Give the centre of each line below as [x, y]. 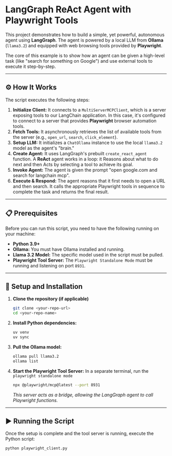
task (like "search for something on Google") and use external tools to [79, 61]
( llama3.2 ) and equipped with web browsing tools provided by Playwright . [84, 45]
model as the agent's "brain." [43, 148]
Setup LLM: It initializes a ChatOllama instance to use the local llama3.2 [88, 142]
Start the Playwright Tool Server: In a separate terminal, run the [81, 371]
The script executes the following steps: [47, 100]
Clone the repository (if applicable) [51, 299]
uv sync [21, 337]
